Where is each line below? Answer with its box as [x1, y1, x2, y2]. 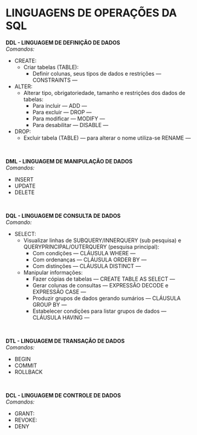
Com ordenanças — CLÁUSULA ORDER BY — [32, 256, 147, 263]
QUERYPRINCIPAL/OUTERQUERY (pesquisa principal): [23, 243, 160, 250]
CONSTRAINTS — [32, 76, 78, 83]
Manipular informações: [23, 269, 83, 276]
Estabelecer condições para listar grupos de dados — [32, 307, 167, 315]
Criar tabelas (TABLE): [23, 64, 79, 71]
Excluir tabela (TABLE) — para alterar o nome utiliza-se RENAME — [23, 134, 191, 142]
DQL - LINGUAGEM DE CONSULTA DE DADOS [5, 212, 121, 219]
